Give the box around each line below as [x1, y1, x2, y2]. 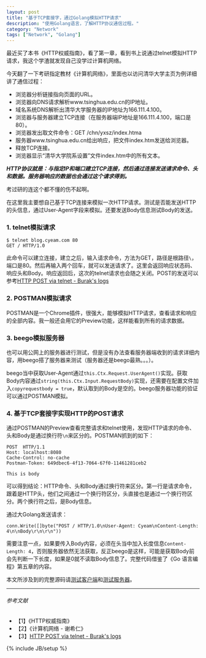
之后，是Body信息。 [44, 497, 95, 505]
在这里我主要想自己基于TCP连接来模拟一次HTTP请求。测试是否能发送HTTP [6, 199, 196, 206]
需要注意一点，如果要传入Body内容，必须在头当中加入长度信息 [6, 540, 165, 547]
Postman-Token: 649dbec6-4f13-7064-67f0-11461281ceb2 [6, 460, 147, 466]
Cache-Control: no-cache [6, 455, 70, 461]
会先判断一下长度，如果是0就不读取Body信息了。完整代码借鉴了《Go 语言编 [6, 555, 198, 562]
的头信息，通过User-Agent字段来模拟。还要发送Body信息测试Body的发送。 [6, 206, 196, 214]
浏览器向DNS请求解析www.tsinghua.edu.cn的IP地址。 [15, 99, 151, 106]
